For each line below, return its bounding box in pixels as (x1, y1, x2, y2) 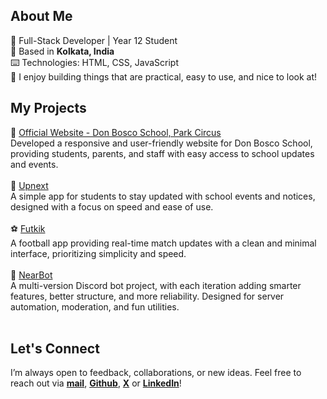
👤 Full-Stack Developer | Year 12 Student (10, 34, 178, 46)
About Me (10, 8, 73, 25)
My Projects (10, 100, 87, 117)
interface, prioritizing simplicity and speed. (10, 247, 187, 259)
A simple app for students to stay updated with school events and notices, (10, 190, 316, 202)
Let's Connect (10, 340, 100, 358)
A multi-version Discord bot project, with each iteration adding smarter (10, 279, 302, 291)
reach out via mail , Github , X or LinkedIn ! (10, 377, 182, 389)
